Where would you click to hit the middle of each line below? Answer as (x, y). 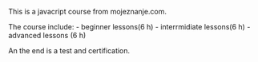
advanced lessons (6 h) (47, 35)
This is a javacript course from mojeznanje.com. (87, 12)
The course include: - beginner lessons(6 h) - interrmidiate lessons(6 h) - (129, 27)
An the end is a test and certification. (69, 50)
